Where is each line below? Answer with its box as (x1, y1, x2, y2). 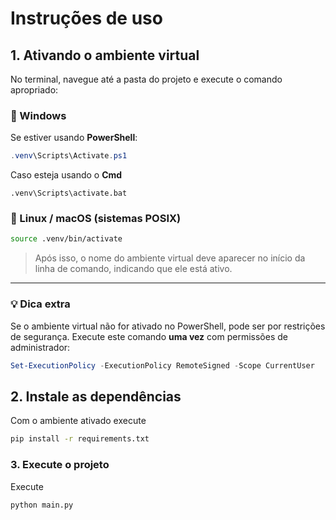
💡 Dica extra (10, 297, 71, 311)
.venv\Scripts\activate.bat (10, 188, 128, 199)
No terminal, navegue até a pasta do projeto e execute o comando (10, 73, 283, 85)
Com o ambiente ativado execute (10, 415, 147, 427)
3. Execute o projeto (10, 458, 110, 472)
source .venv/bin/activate (10, 234, 123, 244)
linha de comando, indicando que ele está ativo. (34, 263, 233, 275)
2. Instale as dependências (10, 388, 182, 405)
